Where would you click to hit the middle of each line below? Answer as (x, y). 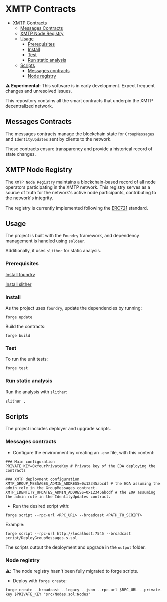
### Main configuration (30, 462)
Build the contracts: (25, 326)
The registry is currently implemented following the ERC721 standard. (77, 208)
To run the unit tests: (27, 359)
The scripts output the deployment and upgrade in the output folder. (76, 547)
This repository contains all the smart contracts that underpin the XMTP (79, 100)
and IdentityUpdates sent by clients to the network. (58, 139)
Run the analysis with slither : (36, 392)
